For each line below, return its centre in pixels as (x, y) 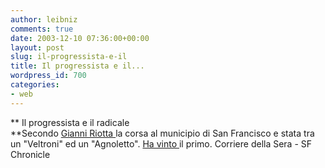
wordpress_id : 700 (48, 76)
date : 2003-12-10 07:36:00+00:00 (80, 38)
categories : (35, 85)
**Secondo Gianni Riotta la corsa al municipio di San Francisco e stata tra (162, 133)
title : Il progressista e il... (77, 66)
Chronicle (30, 154)
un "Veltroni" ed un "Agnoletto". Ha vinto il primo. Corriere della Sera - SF (161, 143)
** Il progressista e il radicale (70, 122)
